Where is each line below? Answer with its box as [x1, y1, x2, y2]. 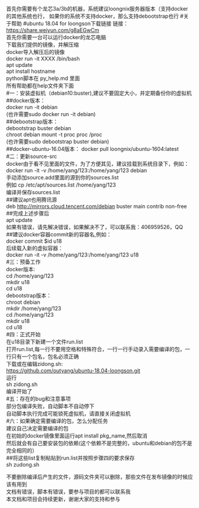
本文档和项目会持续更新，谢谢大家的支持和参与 [6, 496, 120, 502]
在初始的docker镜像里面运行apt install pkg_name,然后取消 [6, 432, 147, 439]
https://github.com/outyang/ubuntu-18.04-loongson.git [6, 367, 140, 374]
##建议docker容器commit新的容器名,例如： [6, 231, 112, 238]
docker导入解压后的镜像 [6, 49, 65, 55]
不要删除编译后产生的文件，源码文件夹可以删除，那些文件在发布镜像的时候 [6, 473, 188, 480]
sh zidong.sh [6, 381, 38, 388]
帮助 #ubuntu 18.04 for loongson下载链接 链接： [11, 20, 129, 27]
